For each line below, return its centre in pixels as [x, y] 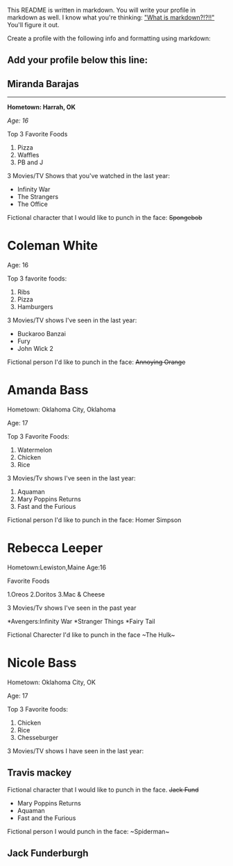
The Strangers [38, 197]
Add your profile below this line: [78, 60]
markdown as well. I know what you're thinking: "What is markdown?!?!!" [111, 17]
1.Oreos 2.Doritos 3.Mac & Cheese [56, 595]
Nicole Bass [42, 663]
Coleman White [53, 246]
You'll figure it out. [33, 25]
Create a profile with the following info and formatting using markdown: [109, 38]
